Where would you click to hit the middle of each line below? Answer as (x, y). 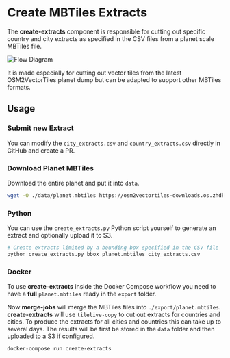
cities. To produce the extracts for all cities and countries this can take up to (114, 322)
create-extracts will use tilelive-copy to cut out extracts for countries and (114, 315)
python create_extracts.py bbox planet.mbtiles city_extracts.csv (104, 254)
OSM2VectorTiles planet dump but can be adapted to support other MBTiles (114, 79)
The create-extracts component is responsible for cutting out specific (106, 31)
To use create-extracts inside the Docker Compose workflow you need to (112, 287)
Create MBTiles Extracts (77, 13)
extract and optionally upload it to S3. (60, 235)
